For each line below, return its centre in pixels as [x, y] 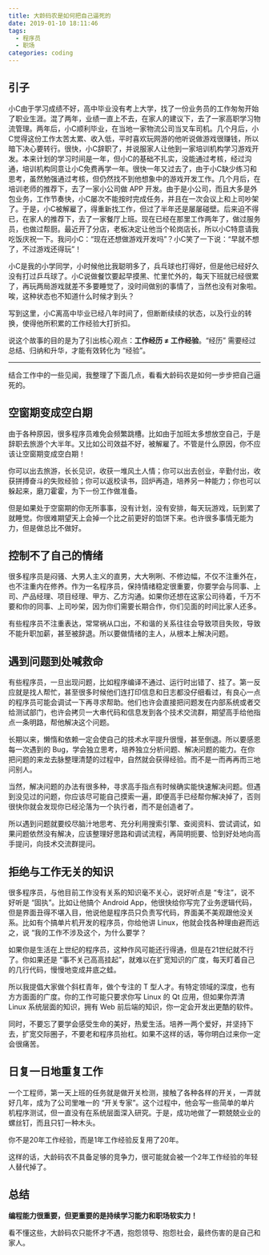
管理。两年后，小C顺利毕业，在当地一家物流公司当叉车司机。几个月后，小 [137, 128]
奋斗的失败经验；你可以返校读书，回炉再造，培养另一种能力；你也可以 [145, 481]
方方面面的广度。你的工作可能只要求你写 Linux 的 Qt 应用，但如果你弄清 [127, 997]
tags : [17, 31]
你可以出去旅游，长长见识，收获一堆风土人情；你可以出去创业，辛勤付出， [131, 471]
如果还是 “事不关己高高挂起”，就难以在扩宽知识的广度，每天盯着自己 [142, 960]
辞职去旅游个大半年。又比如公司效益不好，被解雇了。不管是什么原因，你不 [131, 443]
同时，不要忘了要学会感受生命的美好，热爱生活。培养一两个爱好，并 [120, 1024]
